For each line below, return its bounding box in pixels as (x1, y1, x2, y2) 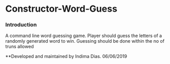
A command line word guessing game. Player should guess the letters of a (5, 33, 162, 39)
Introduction (5, 21, 37, 28)
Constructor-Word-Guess (5, 3, 118, 15)
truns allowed (5, 44, 34, 50)
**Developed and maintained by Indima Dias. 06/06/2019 (5, 53, 127, 59)
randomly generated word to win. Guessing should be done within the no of (5, 38, 165, 44)
